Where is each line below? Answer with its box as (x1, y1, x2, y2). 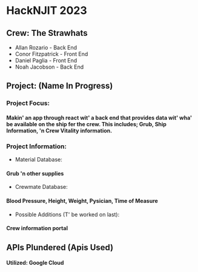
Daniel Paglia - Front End (15, 57, 78, 64)
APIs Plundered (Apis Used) (6, 242, 114, 253)
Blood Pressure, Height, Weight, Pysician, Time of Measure (6, 197, 159, 204)
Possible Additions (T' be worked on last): (15, 211, 120, 218)
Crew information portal (6, 225, 68, 232)
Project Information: (6, 142, 67, 151)
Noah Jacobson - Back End (15, 63, 84, 70)
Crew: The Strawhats (6, 28, 88, 38)
